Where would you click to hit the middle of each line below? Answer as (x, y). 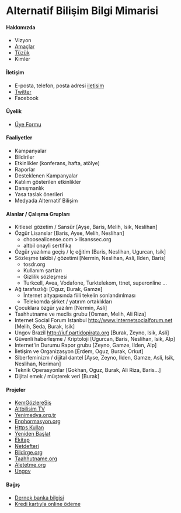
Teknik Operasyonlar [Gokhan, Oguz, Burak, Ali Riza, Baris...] (88, 370)
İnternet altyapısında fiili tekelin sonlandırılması (79, 295)
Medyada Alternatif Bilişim (46, 201)
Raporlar (25, 169)
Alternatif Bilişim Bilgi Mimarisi (82, 11)
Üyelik (14, 111)
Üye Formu (28, 124)
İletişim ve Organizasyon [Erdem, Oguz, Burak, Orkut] (79, 351)
